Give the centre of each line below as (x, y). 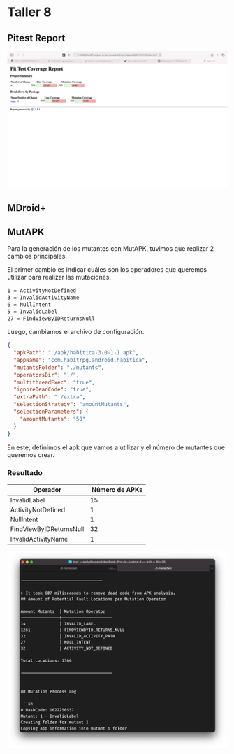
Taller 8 (30, 12)
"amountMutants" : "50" (53, 419)
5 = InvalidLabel (32, 312)
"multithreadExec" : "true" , (54, 382)
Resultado (25, 472)
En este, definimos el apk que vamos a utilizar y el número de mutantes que (116, 447)
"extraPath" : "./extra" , (50, 397)
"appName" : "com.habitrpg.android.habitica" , (81, 360)
